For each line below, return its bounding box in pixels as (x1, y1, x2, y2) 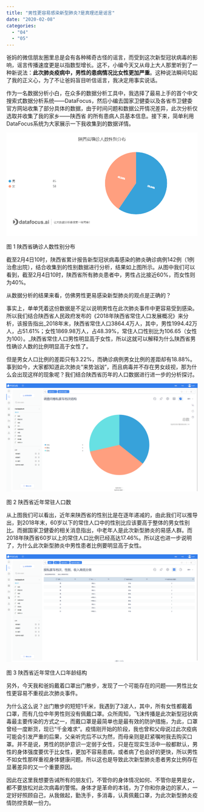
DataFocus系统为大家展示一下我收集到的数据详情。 (6, 120, 135, 127)
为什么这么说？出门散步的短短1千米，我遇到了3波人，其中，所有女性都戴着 (6, 702, 193, 710)
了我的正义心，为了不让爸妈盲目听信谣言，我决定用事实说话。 (6, 77, 161, 84)
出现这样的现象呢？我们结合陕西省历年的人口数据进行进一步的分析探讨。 (16, 371, 198, 378)
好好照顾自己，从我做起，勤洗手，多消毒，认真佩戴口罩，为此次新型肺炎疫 (11, 792, 198, 799)
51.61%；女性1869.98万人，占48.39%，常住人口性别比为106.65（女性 (22, 328, 197, 335)
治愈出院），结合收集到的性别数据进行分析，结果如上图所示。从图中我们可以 (6, 264, 195, 271)
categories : (6, 23, 36, 29)
